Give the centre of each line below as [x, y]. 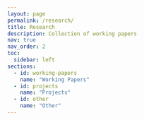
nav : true [22, 40]
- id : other [31, 100]
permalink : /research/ [41, 20]
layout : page [26, 14]
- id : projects [36, 86]
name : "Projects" [46, 92]
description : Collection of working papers [72, 34]
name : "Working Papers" [55, 79]
